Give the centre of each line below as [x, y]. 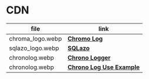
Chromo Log [85, 39]
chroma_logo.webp [35, 39]
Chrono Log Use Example [104, 67]
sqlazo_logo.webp [34, 48]
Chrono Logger [89, 57]
